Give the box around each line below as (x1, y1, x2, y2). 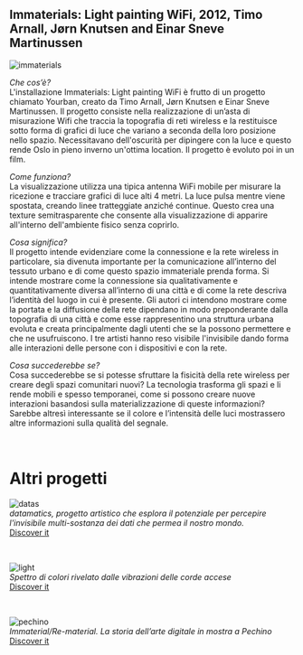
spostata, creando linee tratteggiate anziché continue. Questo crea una (9, 200, 275, 211)
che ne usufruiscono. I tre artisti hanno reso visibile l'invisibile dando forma (9, 332, 289, 343)
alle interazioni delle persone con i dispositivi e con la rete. (9, 342, 228, 353)
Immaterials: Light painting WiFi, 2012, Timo (9, 7, 263, 23)
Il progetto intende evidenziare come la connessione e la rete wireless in (9, 246, 279, 257)
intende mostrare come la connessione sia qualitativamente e (9, 275, 238, 285)
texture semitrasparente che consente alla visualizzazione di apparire (9, 210, 269, 220)
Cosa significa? (9, 237, 68, 248)
